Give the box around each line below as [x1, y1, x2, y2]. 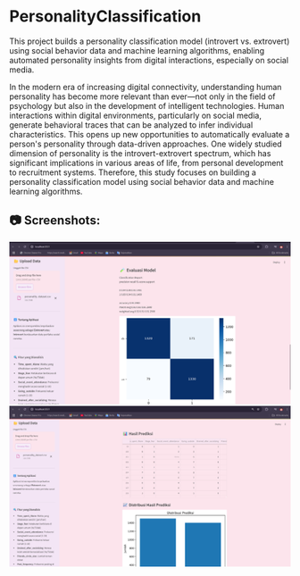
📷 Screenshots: [9, 213, 101, 229]
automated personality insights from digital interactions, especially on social [9, 54, 288, 65]
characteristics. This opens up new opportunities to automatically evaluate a [9, 129, 290, 139]
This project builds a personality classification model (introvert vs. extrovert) [9, 36, 290, 46]
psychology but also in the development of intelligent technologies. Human [9, 100, 285, 111]
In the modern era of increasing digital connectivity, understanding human [9, 81, 282, 92]
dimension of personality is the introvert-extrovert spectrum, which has [9, 147, 271, 158]
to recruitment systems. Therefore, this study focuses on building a [9, 167, 257, 178]
